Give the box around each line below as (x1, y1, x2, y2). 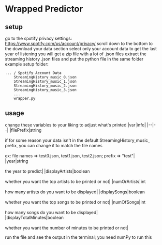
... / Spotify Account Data (5, 71, 62, 76)
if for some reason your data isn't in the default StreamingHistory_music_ (5, 137, 150, 143)
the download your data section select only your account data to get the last (5, 46, 157, 51)
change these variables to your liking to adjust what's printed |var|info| (5, 122, 146, 128)
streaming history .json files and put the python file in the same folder (5, 56, 144, 61)
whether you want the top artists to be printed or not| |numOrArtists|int (5, 178, 146, 184)
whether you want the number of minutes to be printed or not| (5, 225, 129, 230)
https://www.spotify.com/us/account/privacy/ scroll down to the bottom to (5, 41, 153, 46)
